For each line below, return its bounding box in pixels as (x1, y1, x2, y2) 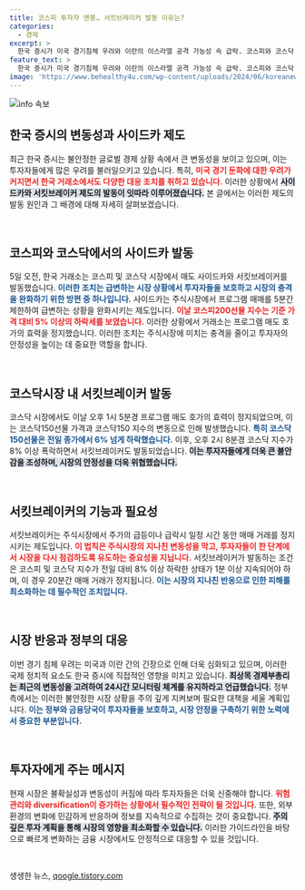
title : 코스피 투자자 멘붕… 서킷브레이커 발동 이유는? (9, 13, 185, 23)
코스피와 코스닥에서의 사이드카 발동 (9, 245, 194, 260)
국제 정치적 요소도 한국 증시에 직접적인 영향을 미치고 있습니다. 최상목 (9, 670, 251, 680)
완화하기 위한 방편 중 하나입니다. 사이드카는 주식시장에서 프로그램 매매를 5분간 (18, 294, 294, 305)
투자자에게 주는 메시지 (9, 762, 125, 778)
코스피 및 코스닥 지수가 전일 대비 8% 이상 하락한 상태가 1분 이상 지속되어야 (18, 563, 281, 574)
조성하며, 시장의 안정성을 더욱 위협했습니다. (25, 457, 178, 468)
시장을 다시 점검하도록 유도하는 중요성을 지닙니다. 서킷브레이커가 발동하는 (18, 553, 277, 562)
